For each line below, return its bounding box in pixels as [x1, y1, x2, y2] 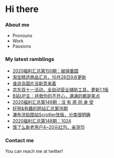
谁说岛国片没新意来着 [12, 80, 56, 86]
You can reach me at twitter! [5, 148, 63, 154]
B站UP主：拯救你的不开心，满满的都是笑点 [12, 92, 101, 98]
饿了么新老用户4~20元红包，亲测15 [12, 124, 85, 130]
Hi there [5, 3, 39, 15]
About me [5, 21, 30, 28]
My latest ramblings [5, 56, 55, 63]
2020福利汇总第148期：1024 [12, 117, 71, 123]
